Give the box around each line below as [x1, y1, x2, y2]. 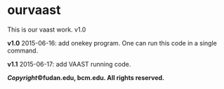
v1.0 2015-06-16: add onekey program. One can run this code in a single [7, 39, 218, 47]
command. [7, 46, 39, 55]
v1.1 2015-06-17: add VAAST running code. [7, 60, 131, 68]
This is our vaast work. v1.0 [7, 25, 86, 34]
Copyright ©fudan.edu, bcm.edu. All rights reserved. [7, 73, 165, 82]
